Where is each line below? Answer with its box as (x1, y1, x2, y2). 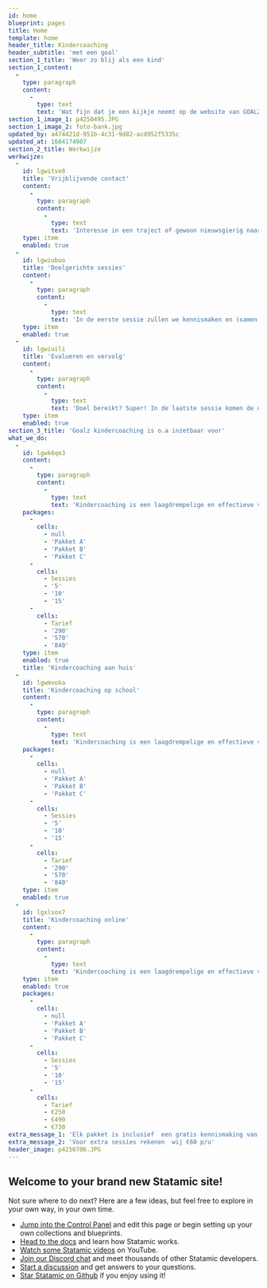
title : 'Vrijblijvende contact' (22, 175, 130, 183)
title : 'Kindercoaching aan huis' (22, 663, 137, 672)
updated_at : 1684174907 (8, 137, 87, 146)
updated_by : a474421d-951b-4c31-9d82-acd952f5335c (8, 130, 180, 138)
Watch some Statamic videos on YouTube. (19, 1245, 158, 1255)
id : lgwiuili (22, 345, 66, 353)
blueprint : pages (8, 19, 66, 27)
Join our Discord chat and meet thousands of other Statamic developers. (19, 1254, 259, 1263)
